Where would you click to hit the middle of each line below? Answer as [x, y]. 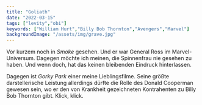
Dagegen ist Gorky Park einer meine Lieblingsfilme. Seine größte [88, 76]
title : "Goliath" [28, 12]
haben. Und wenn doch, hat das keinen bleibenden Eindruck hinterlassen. [99, 65]
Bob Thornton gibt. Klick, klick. [45, 96]
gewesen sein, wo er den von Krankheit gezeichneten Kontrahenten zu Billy [101, 89]
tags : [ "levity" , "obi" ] [37, 23]
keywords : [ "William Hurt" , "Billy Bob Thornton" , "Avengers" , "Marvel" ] [98, 29]
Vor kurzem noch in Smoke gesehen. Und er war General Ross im [88, 52]
